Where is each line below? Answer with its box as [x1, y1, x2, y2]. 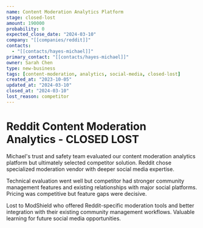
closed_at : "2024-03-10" [6, 88, 69, 94]
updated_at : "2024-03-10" [6, 82, 72, 89]
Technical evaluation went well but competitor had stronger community [6, 177, 184, 184]
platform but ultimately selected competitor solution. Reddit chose [6, 159, 172, 166]
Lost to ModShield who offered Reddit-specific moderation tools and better [6, 201, 194, 209]
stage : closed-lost [6, 15, 56, 21]
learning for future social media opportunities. [6, 215, 122, 222]
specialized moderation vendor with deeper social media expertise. [6, 165, 174, 173]
